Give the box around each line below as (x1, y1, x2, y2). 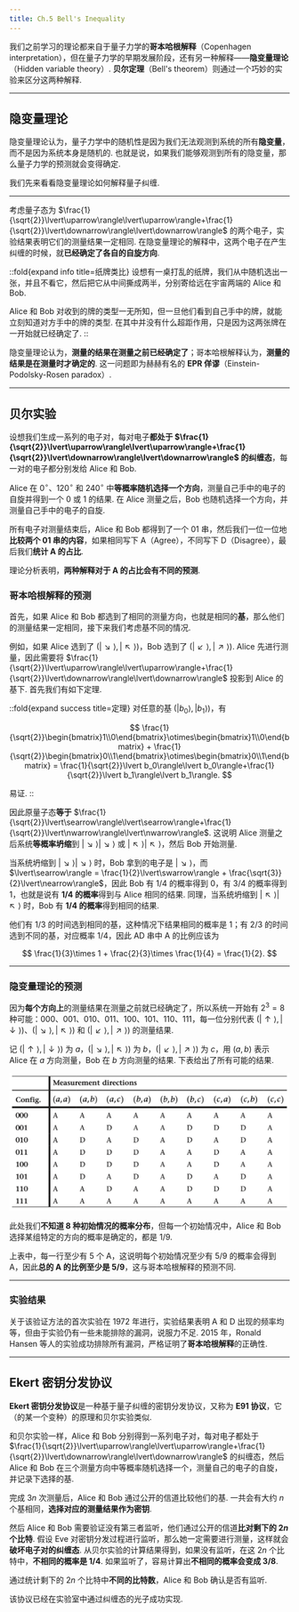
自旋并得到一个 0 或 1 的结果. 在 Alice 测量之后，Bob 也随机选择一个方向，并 (9, 494, 288, 504)
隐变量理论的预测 (9, 979, 83, 992)
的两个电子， (230, 225, 278, 236)
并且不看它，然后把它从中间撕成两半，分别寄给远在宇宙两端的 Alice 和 (24, 278, 282, 288)
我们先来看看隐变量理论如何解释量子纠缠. (9, 178, 160, 189)
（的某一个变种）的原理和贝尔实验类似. (9, 1411, 153, 1423)
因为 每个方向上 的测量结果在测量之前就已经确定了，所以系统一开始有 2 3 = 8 (9, 1001, 285, 1013)
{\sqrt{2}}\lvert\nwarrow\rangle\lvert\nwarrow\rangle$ (9, 827, 209, 838)
